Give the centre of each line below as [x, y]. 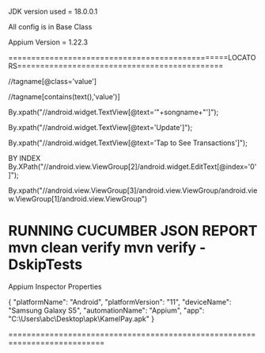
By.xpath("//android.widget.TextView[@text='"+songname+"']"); [114, 112]
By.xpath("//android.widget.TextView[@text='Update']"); [100, 127]
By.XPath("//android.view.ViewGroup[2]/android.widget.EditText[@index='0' [132, 167]
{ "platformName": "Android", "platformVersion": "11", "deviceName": [120, 301]
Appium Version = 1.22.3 [48, 42]
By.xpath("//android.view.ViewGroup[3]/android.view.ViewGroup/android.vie [133, 190]
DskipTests [45, 265]
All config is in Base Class [50, 27]
